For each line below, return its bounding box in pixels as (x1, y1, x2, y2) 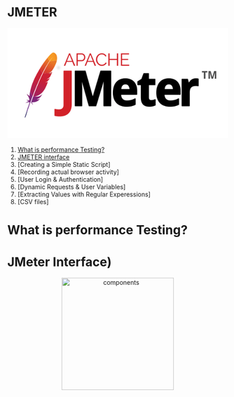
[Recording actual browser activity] (17, 168, 119, 176)
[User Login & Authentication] (17, 175, 104, 183)
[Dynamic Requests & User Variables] (17, 182, 126, 191)
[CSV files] (17, 197, 49, 206)
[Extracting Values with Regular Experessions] (17, 190, 151, 198)
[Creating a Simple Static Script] (17, 160, 111, 168)
